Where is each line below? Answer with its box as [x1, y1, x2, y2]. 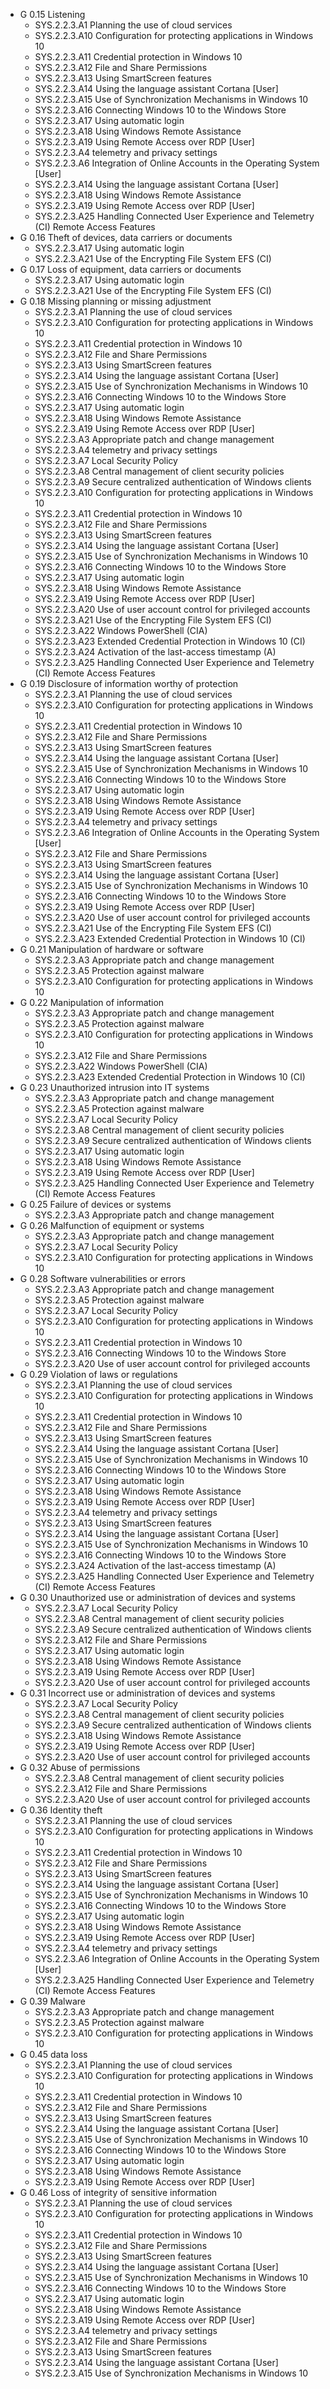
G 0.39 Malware [19, 1995, 86, 2007]
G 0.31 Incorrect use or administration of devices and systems [19, 1687, 276, 1699]
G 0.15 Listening [19, 9, 86, 20]
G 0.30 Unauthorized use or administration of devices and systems [19, 1592, 296, 1603]
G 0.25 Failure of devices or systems [19, 1199, 172, 1210]
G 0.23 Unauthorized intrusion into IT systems [19, 1082, 210, 1093]
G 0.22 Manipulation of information [19, 997, 165, 1008]
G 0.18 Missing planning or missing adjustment [19, 295, 212, 307]
